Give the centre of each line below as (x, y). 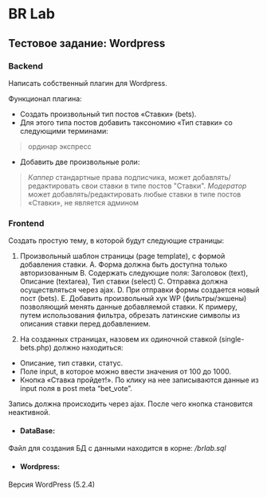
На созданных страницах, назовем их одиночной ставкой (118, 339)
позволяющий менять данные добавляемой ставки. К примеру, (128, 307)
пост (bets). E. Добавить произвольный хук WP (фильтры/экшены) (133, 299)
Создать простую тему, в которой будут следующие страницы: (116, 241)
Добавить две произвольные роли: (80, 162)
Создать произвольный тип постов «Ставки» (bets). (108, 114)
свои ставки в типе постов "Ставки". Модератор (164, 186)
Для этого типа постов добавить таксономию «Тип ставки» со (126, 122)
